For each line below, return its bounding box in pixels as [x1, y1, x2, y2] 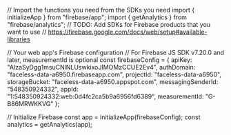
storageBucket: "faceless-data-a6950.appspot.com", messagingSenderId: [7, 78, 219, 85]
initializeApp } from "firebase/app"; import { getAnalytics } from [7, 13, 188, 21]
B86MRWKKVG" [7, 100, 54, 107]
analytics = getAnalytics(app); [7, 121, 93, 128]
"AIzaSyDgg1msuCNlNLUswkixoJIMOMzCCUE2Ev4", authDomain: [7, 63, 196, 71]
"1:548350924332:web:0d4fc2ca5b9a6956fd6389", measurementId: [7, 92, 204, 101]
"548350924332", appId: [7, 85, 79, 93]
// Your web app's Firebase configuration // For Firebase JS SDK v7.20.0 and [7, 48, 225, 56]
